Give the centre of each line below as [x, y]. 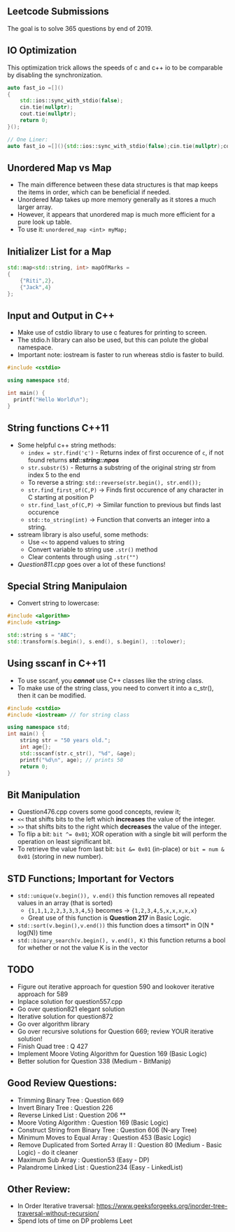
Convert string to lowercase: [58, 603]
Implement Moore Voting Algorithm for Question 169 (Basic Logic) [112, 1053]
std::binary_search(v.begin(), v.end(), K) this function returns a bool [121, 940]
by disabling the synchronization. [55, 75]
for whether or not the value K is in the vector [83, 948]
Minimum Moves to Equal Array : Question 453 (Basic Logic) [104, 1137]
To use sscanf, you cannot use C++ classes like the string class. [111, 681]
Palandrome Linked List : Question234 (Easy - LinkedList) [100, 1167]
